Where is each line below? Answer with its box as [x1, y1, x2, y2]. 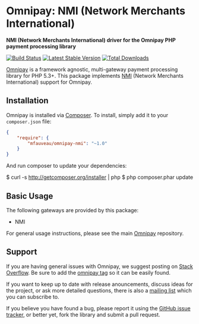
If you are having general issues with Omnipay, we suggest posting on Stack [6, 263, 193, 270]
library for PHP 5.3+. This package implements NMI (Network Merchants [6, 72, 184, 79]
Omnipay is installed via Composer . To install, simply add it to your [6, 111, 169, 118]
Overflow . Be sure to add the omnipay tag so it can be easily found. [6, 269, 171, 276]
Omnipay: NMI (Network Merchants [6, 4, 186, 18]
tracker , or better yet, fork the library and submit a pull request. [6, 311, 160, 318]
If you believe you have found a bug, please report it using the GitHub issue [6, 304, 191, 312]
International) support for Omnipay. [6, 78, 93, 86]
